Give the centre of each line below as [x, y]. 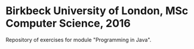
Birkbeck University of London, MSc [97, 11]
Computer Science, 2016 [68, 23]
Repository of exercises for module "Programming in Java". [78, 40]
